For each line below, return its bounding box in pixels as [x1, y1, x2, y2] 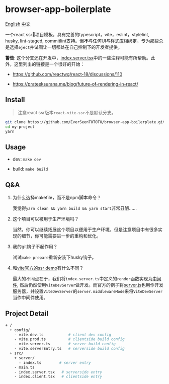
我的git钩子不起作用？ [12, 244, 58, 250]
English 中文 [5, 21, 31, 27]
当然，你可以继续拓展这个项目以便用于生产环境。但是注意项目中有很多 [12, 226, 158, 233]
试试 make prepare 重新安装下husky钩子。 [12, 254, 97, 260]
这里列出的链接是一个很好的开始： [14, 61, 84, 67]
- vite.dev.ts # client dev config [14, 332, 112, 337]
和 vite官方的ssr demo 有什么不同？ [12, 265, 84, 271]
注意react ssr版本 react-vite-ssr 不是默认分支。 [17, 109, 116, 115]
